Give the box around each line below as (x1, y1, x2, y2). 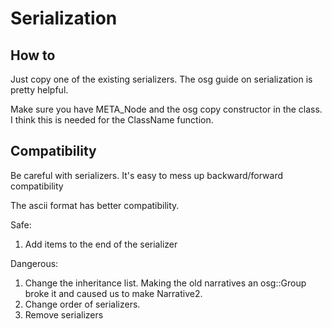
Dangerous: (10, 257, 59, 269)
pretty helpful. (10, 84, 69, 96)
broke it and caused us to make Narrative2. (24, 287, 203, 299)
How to (10, 47, 56, 64)
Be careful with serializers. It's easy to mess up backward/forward (10, 169, 284, 181)
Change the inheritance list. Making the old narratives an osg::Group (24, 277, 307, 289)
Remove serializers (24, 308, 104, 321)
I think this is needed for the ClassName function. (10, 114, 214, 126)
